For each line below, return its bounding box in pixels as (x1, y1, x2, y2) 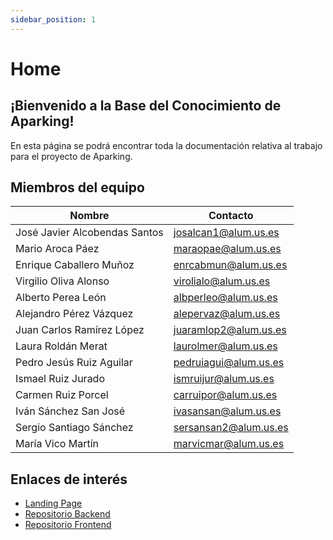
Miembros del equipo (10, 179, 145, 196)
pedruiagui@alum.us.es (173, 356, 285, 370)
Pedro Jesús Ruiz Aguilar (15, 356, 133, 370)
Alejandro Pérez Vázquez (15, 307, 134, 321)
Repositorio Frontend (24, 519, 112, 531)
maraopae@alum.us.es (173, 242, 282, 256)
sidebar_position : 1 (10, 14, 97, 25)
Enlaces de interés (10, 471, 128, 488)
